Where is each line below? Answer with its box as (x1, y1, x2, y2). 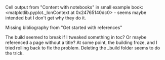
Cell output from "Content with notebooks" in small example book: (5, 4, 143, 10)
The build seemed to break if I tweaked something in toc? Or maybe (5, 34, 147, 40)
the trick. (5, 50, 24, 56)
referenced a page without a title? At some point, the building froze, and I (5, 39, 158, 45)
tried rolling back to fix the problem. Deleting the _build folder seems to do (5, 45, 160, 50)
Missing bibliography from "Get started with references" (5, 24, 122, 30)
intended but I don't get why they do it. (5, 15, 86, 20)
